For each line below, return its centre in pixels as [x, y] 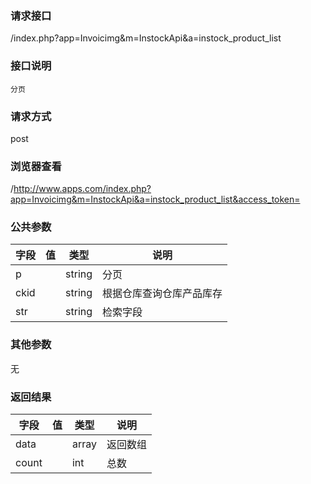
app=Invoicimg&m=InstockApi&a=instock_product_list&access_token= [155, 199]
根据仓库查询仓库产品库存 [162, 294]
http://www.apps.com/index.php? [82, 189]
